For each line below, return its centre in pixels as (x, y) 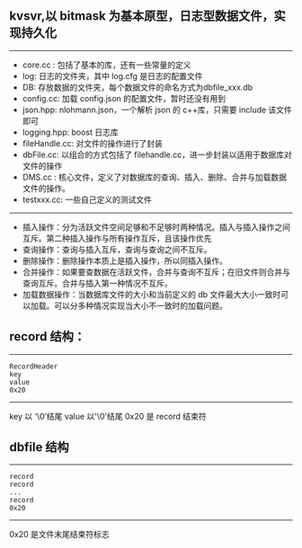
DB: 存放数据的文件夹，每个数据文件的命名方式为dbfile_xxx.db (138, 87)
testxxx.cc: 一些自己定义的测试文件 (87, 199)
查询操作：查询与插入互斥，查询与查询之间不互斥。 (117, 249)
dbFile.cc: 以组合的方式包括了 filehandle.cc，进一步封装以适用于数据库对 (157, 155)
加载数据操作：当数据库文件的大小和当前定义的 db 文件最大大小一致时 (151, 294)
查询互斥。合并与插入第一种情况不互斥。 (97, 283)
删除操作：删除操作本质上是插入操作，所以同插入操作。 (124, 261)
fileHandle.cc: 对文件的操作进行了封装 (93, 143)
